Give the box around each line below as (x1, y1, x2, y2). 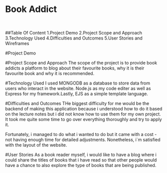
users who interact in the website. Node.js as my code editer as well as (5, 85, 151, 91)
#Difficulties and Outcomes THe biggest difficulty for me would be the (5, 100, 150, 106)
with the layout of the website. (5, 141, 67, 148)
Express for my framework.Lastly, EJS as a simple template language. (5, 90, 149, 96)
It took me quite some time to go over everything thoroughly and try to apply (5, 116, 162, 122)
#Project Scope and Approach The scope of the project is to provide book (5, 59, 158, 65)
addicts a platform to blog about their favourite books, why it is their (5, 65, 145, 71)
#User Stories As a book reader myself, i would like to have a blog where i (5, 151, 157, 157)
